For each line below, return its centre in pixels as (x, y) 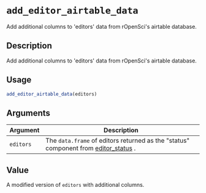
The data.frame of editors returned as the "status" (118, 141)
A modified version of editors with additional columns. (75, 185)
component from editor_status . (91, 148)
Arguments (29, 113)
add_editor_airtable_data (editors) (52, 94)
